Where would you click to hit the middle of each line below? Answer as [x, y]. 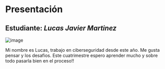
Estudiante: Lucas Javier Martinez [61, 28]
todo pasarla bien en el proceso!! [40, 61]
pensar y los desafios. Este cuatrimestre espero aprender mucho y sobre [82, 55]
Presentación [34, 9]
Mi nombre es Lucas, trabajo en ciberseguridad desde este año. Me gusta [82, 50]
